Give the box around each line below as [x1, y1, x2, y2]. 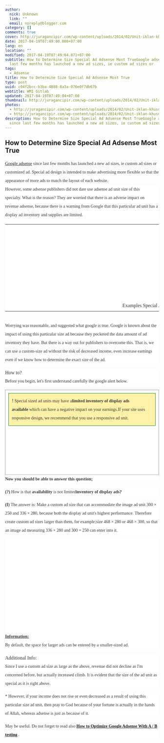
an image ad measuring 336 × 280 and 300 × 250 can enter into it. [5, 528, 118, 533]
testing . [5, 732, 20, 738]
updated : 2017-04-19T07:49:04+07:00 [5, 93, 80, 98]
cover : [5, 35, 19, 40]
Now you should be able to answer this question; [5, 476, 93, 482]
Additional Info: [5, 655, 37, 661]
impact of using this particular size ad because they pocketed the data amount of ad [5, 331, 147, 337]
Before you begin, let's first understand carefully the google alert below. [5, 379, 128, 384]
